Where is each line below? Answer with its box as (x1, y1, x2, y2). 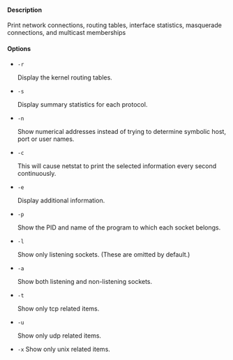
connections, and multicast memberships (7, 29, 126, 37)
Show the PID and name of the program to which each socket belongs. (17, 223, 221, 232)
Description (7, 6, 43, 14)
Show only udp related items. (17, 331, 102, 340)
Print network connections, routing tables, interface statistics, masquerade (7, 21, 222, 29)
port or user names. (17, 135, 75, 143)
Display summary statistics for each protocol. (17, 100, 148, 109)
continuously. (17, 170, 57, 178)
